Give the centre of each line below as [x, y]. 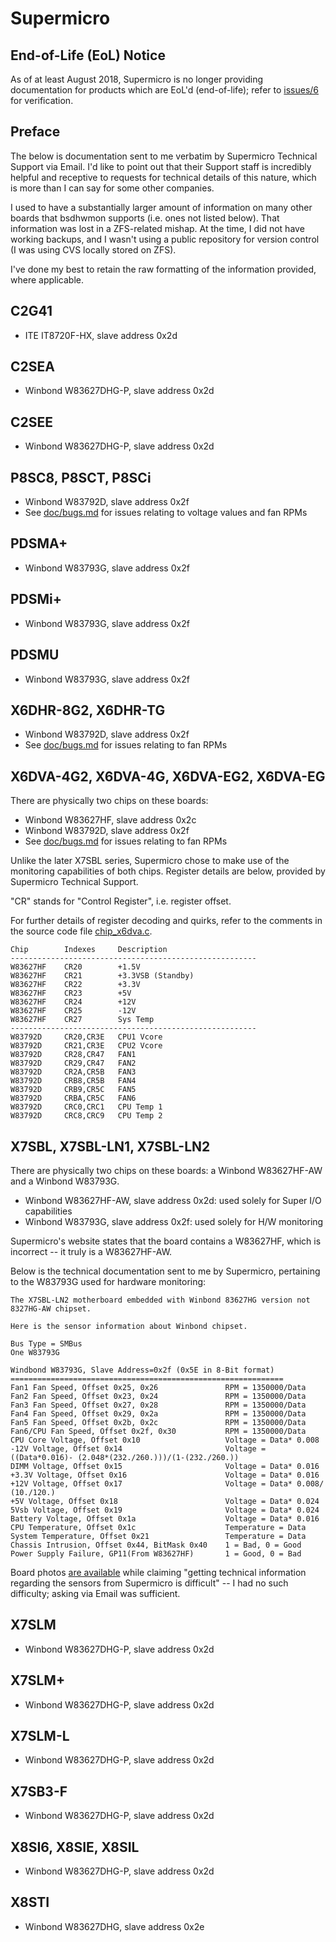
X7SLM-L [40, 1735]
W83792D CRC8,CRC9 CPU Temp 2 [86, 1116]
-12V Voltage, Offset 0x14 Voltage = [138, 1448]
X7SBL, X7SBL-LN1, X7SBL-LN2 [110, 1146]
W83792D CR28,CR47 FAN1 [73, 1055]
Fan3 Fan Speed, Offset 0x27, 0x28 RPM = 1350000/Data [158, 1405]
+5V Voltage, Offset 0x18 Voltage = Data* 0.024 [165, 1501]
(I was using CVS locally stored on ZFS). [93, 249]
